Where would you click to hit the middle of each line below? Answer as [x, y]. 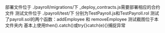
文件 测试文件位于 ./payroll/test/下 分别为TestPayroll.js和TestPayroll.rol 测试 [82, 13]
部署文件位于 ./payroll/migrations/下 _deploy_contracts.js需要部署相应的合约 [83, 7]
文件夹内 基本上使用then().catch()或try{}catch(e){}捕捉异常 [65, 25]
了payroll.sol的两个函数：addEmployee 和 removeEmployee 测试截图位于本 [82, 19]
